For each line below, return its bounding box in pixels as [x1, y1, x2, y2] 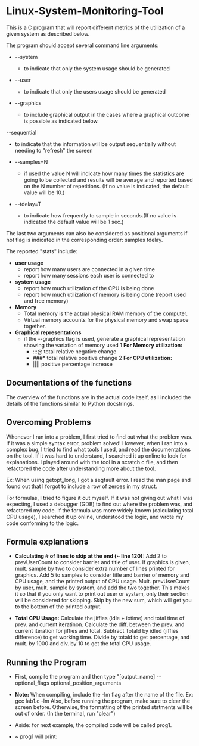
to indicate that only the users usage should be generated [23, 88, 166, 95]
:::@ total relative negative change [32, 347, 117, 355]
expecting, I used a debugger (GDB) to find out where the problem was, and [6, 501, 192, 508]
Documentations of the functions [6, 378, 132, 388]
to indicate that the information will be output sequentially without [14, 140, 176, 147]
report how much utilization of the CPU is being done [23, 284, 154, 291]
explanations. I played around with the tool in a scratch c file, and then [6, 458, 179, 465]
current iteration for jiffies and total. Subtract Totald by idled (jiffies [14, 627, 179, 635]
